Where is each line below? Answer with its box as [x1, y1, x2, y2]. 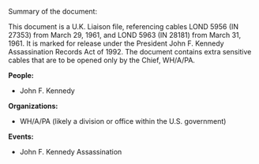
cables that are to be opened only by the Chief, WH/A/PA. [8, 55, 196, 65]
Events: [8, 132, 34, 141]
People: [8, 71, 34, 80]
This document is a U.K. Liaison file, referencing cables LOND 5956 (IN [8, 22, 239, 31]
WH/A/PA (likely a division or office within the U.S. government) [19, 117, 227, 125]
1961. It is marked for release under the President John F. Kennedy [8, 39, 224, 48]
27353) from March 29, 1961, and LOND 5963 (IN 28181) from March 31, [8, 31, 242, 39]
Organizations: [8, 102, 58, 110]
